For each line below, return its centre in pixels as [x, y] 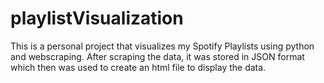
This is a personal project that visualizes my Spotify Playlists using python [162, 46]
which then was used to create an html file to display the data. [138, 67]
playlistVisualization [97, 18]
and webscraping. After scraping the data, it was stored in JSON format [157, 56]
